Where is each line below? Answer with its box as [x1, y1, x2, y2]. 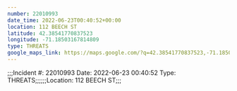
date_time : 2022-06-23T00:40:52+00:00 [7, 17, 121, 24]
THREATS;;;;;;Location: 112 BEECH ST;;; [7, 76, 122, 84]
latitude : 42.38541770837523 [7, 29, 93, 37]
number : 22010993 [7, 10, 59, 17]
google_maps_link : [7, 50, 61, 57]
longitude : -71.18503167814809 [7, 36, 99, 43]
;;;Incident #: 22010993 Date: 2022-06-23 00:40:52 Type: [7, 68, 176, 77]
